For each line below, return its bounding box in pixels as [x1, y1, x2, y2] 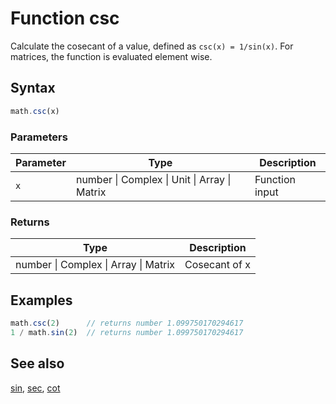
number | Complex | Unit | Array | [75, 172, 232, 186]
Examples [10, 292, 73, 309]
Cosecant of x [184, 258, 251, 272]
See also [10, 355, 65, 372]
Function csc [10, 7, 120, 30]
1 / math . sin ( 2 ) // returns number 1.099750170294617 [10, 327, 244, 337]
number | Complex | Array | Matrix [15, 258, 176, 272]
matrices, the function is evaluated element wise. [10, 50, 213, 62]
